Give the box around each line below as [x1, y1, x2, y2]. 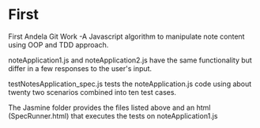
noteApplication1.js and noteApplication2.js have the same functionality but [8, 55, 253, 65]
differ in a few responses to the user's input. [8, 63, 153, 73]
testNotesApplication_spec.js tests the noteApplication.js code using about [8, 79, 252, 88]
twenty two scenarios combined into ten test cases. [8, 87, 176, 96]
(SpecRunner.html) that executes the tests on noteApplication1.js [8, 111, 218, 120]
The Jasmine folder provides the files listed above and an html [8, 103, 211, 112]
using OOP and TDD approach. [8, 40, 109, 49]
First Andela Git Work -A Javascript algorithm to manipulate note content [8, 32, 245, 41]
